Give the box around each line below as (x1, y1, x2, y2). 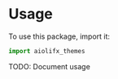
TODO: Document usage (8, 61, 91, 71)
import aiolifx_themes (8, 47, 85, 55)
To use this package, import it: (8, 31, 111, 41)
